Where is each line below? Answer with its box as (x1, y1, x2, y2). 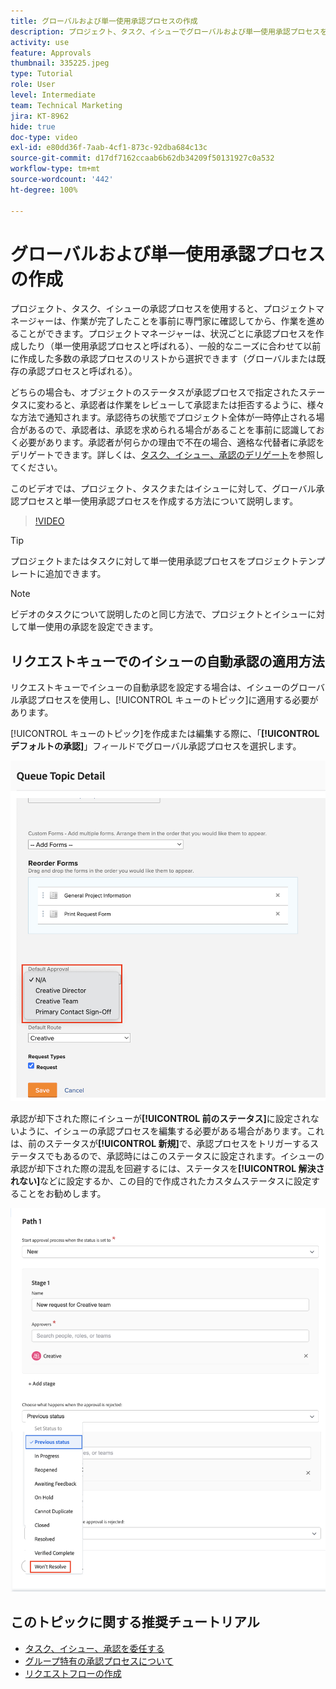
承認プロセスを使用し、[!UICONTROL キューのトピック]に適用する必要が (18, 694, 319, 706)
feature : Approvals (10, 48, 92, 58)
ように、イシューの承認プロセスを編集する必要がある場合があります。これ (18, 1125, 325, 1137)
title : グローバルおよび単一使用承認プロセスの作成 (10, 16, 198, 26)
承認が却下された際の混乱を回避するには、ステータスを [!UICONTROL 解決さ (10, 1163, 325, 1175)
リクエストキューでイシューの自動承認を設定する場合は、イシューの (10, 681, 291, 694)
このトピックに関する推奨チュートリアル (10, 1614, 260, 1631)
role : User (10, 80, 56, 90)
